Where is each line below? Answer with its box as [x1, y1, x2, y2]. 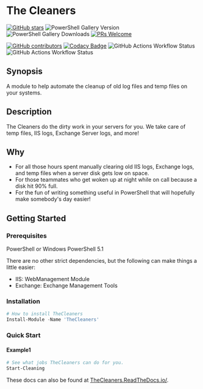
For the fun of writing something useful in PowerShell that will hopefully [15, 189, 195, 196]
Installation [6, 297, 41, 305]
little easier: [6, 263, 35, 271]
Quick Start [6, 331, 41, 340]
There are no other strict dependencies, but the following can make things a [6, 257, 197, 265]
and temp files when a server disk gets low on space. [15, 170, 149, 177]
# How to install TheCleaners [6, 311, 84, 317]
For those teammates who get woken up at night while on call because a [15, 176, 197, 184]
